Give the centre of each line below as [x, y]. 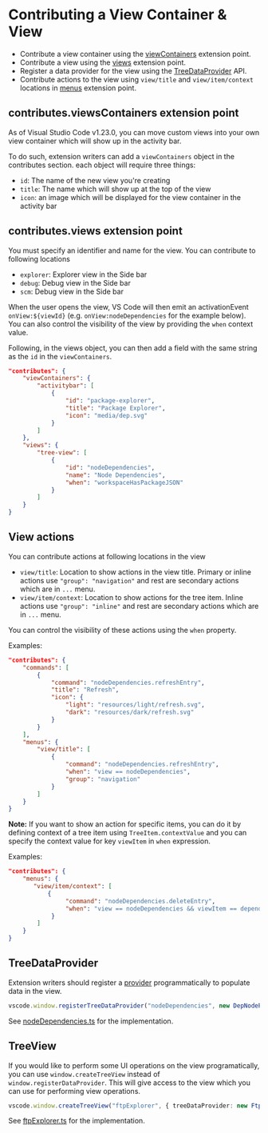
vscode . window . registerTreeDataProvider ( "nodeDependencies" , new [119, 1006]
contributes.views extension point [96, 231]
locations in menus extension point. [78, 88]
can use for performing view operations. [75, 1091]
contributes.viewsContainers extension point [124, 113]
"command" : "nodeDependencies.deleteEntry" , [140, 901]
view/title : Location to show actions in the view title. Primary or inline [135, 572]
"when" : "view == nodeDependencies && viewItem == [151, 909]
